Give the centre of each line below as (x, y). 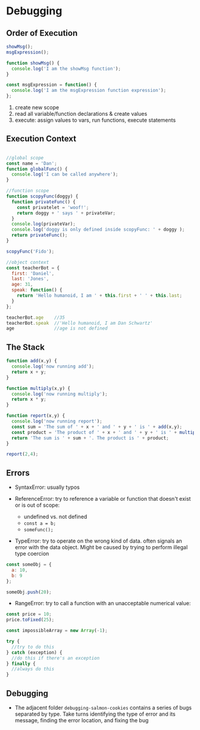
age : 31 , (22, 285)
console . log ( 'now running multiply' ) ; (60, 394)
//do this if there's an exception (56, 658)
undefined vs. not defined (55, 517)
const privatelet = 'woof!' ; (53, 207)
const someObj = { (29, 565)
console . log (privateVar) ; (44, 224)
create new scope (37, 107)
